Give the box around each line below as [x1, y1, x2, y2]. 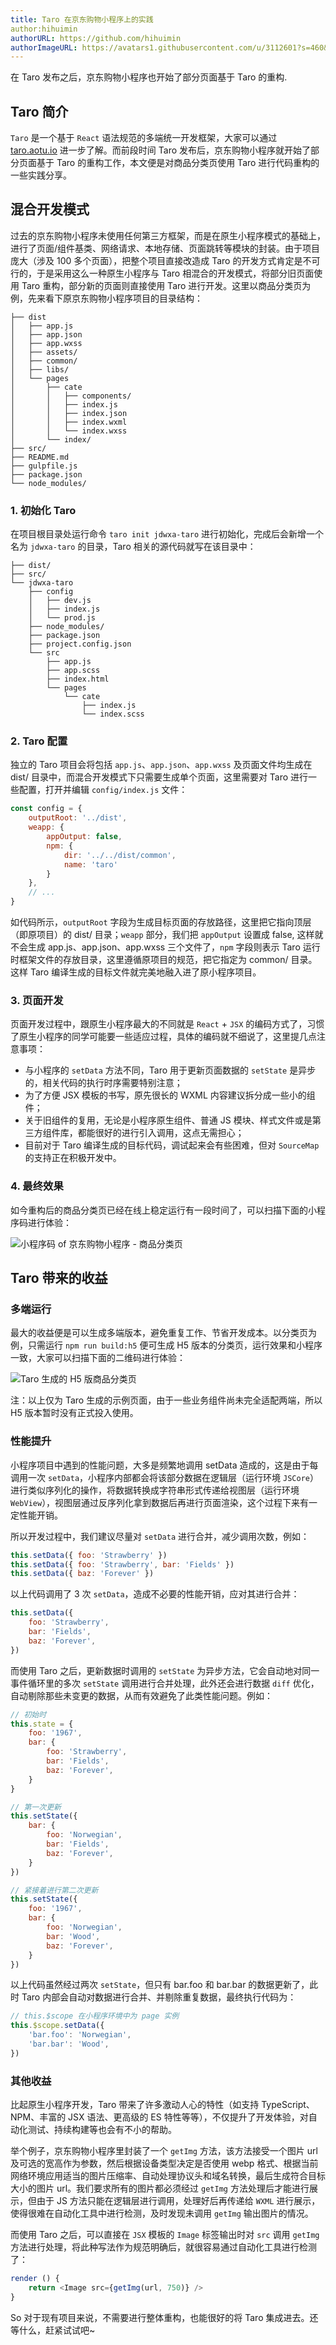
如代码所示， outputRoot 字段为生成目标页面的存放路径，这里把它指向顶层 [10, 916, 312, 928]
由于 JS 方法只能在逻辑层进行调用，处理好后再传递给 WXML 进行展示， [36, 2195, 321, 2207]
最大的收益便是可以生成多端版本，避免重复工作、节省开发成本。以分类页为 [10, 1327, 317, 1339]
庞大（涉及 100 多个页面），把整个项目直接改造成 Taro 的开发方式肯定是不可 [10, 254, 321, 266]
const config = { [10, 804, 83, 814]
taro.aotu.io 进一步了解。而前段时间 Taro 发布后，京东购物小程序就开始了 [10, 144, 312, 156]
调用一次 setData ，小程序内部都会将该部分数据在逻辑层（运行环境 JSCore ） [10, 1471, 319, 1483]
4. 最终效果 [10, 1179, 64, 1193]
